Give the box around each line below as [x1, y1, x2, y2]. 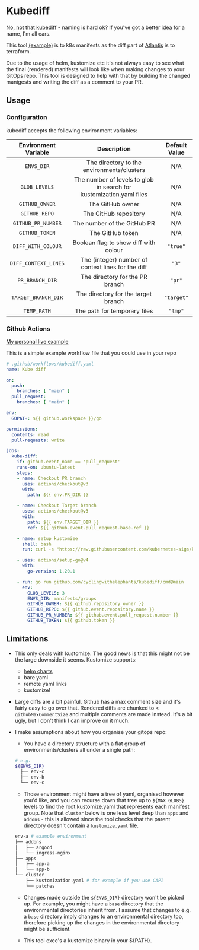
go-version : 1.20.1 [27, 568, 76, 574]
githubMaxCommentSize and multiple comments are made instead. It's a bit [14, 710, 193, 717]
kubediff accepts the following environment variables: [6, 126, 137, 134]
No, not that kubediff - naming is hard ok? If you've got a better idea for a [6, 24, 185, 31]
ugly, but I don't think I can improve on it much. [14, 717, 130, 724]
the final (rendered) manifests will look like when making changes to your [6, 65, 185, 72]
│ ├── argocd [14, 844, 53, 850]
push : [11, 383, 25, 389]
